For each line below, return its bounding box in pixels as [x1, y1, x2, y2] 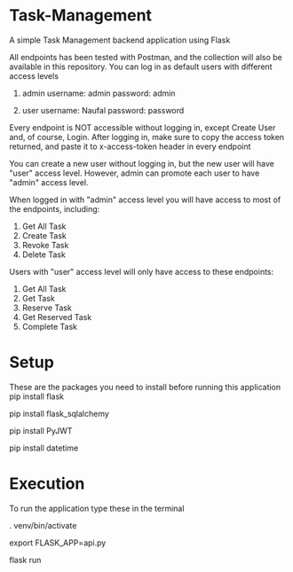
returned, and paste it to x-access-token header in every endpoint [9, 141, 251, 152]
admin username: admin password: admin [21, 88, 176, 98]
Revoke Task [21, 239, 69, 250]
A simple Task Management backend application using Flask [9, 35, 231, 45]
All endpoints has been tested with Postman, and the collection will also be [9, 51, 282, 62]
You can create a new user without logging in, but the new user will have [9, 158, 275, 168]
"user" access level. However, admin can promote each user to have [9, 168, 260, 178]
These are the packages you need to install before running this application [9, 381, 281, 392]
